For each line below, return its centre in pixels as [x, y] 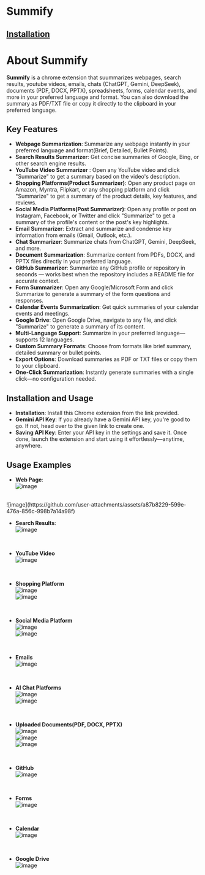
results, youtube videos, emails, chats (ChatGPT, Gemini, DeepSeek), [94, 84]
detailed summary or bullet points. [58, 353]
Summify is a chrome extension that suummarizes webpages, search [94, 77]
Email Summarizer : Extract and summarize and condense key [93, 229]
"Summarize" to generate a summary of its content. [80, 327]
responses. [29, 301]
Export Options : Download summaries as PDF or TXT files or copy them [106, 359]
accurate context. [37, 281]
